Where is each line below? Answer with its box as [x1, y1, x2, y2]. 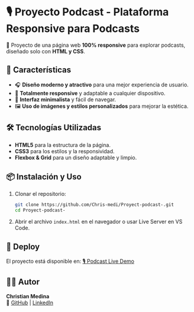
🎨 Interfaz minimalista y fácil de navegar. [14, 96, 117, 103]
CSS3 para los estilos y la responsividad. [14, 147, 115, 155]
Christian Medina [6, 292, 50, 300]
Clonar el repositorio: [14, 191, 66, 198]
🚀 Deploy [6, 242, 40, 252]
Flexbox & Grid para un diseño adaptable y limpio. [14, 154, 137, 161]
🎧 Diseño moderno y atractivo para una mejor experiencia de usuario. [14, 81, 189, 88]
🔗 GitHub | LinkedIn [6, 299, 54, 306]
